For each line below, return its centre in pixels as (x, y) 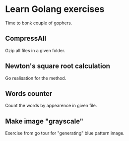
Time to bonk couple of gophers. (39, 23)
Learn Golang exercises (55, 9)
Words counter (29, 94)
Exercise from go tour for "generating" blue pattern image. (65, 133)
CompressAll (26, 38)
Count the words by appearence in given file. (51, 106)
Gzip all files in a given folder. (35, 50)
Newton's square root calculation (58, 66)
